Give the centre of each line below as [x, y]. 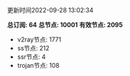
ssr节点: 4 [31, 57]
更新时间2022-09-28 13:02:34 [50, 10]
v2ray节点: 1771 [39, 39]
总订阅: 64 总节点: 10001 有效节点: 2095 [65, 25]
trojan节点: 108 [38, 65]
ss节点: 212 [33, 48]
